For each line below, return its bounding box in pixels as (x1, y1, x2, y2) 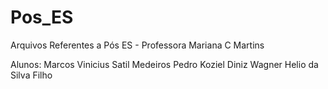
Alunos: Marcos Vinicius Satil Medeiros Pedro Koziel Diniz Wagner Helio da (10, 58, 319, 70)
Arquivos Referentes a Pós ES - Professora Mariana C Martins (10, 39, 265, 51)
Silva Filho (10, 69, 53, 81)
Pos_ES (10, 6, 74, 29)
